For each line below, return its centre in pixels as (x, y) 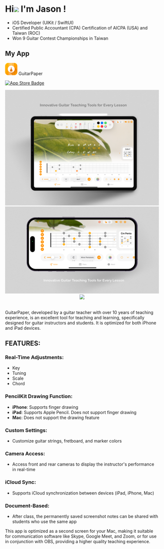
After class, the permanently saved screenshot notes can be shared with (85, 516)
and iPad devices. (23, 328)
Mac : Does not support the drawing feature (56, 418)
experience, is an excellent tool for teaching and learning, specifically (75, 317)
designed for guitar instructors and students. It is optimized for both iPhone (81, 323)
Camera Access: (25, 453)
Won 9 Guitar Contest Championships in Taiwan (60, 38)
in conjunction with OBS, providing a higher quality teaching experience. (78, 541)
